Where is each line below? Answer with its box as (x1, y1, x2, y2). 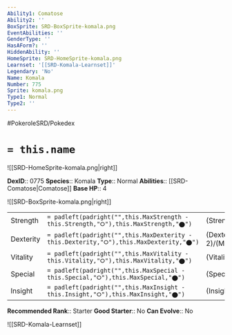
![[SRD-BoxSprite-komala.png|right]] (7, 198, 112, 206)
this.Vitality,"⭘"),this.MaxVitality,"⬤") (47, 256, 193, 265)
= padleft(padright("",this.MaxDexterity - (47, 231, 193, 239)
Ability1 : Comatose (7, 10, 64, 17)
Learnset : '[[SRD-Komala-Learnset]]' (7, 61, 116, 68)
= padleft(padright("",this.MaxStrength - (47, 213, 188, 221)
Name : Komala (7, 74, 45, 82)
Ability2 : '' (7, 17, 45, 23)
